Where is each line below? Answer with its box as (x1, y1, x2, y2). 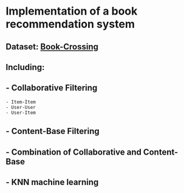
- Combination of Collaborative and (5, 147, 142, 157)
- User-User (5, 104, 36, 110)
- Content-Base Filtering (5, 126, 100, 136)
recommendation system (5, 17, 135, 31)
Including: (5, 62, 45, 72)
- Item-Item (5, 99, 36, 105)
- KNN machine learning (5, 177, 99, 187)
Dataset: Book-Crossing (5, 41, 98, 52)
